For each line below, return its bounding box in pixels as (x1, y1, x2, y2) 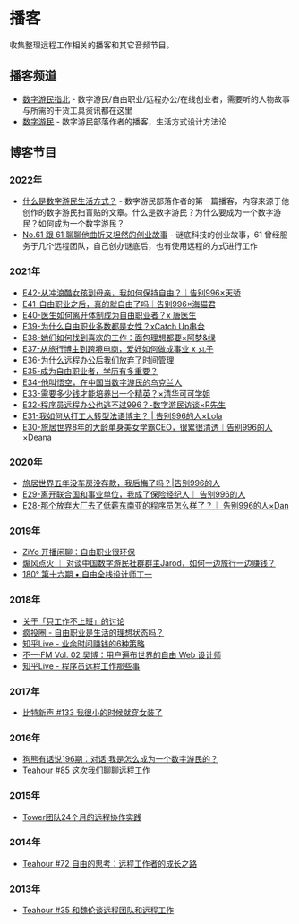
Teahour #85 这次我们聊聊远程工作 (21, 765, 150, 775)
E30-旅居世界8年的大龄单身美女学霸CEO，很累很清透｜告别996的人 (21, 422, 273, 432)
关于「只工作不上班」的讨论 (21, 615, 125, 627)
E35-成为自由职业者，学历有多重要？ (21, 365, 158, 376)
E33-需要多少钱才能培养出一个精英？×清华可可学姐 (21, 388, 211, 398)
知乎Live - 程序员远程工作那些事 (21, 660, 141, 672)
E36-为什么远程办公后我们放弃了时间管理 (21, 355, 175, 365)
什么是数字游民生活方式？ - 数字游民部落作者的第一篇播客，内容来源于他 (21, 196, 290, 207)
